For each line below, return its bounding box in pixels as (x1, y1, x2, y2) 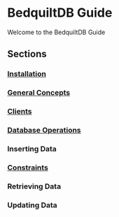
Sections (7, 48, 47, 60)
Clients (7, 107, 32, 117)
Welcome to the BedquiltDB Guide (7, 28, 106, 36)
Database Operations (7, 126, 82, 135)
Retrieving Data (7, 181, 62, 191)
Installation (7, 69, 47, 79)
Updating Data (7, 200, 57, 210)
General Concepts (7, 88, 71, 98)
